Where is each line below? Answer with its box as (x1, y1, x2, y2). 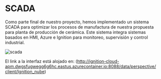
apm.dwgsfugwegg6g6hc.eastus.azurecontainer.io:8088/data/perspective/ (5, 63, 157, 69)
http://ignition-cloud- (77, 58, 119, 64)
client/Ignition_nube (5, 68, 45, 74)
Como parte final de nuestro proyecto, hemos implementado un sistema (5, 19, 149, 25)
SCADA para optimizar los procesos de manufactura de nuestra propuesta (5, 24, 154, 30)
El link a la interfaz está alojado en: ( (5, 58, 77, 64)
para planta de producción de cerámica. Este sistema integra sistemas (5, 29, 146, 35)
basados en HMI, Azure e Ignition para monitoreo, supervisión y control (5, 34, 148, 40)
